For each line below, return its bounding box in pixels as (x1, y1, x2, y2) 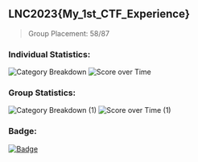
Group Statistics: (8, 87, 76, 98)
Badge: (8, 126, 38, 137)
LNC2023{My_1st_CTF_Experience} (8, 7, 191, 21)
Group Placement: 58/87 (27, 28, 110, 38)
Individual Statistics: (8, 48, 91, 60)
